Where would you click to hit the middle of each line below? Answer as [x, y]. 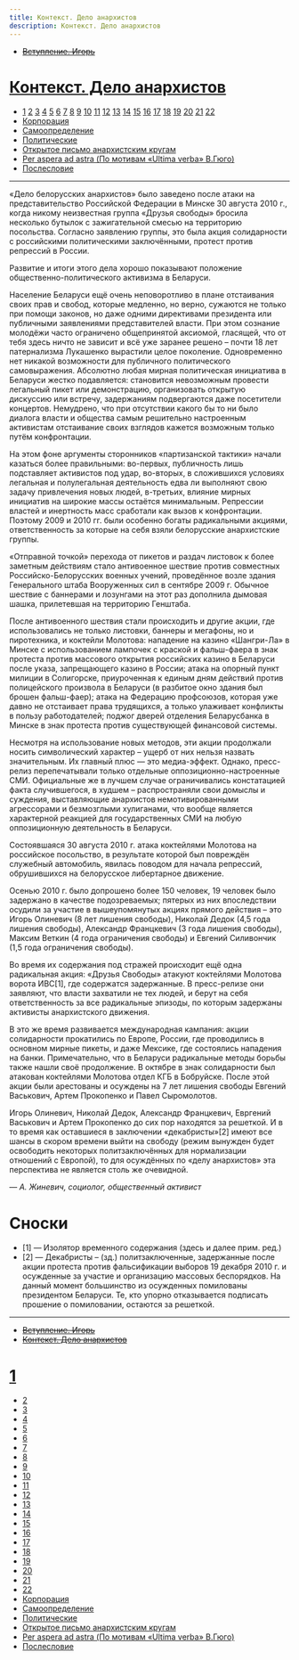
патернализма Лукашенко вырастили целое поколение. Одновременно [146, 352]
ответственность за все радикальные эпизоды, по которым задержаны [146, 1002]
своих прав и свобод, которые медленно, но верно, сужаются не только [148, 305]
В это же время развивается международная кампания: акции [129, 1029]
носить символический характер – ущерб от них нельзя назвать [132, 752]
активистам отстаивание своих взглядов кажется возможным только [142, 428]
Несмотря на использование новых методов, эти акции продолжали [140, 743]
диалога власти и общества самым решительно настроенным [128, 418]
